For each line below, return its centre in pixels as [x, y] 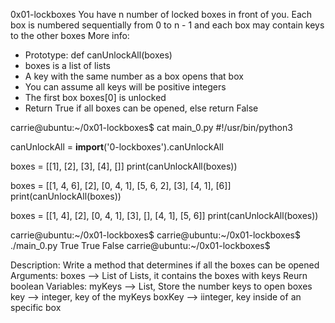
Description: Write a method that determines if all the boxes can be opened [165, 265]
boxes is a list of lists [67, 65]
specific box [36, 307]
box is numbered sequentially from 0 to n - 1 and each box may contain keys [167, 25]
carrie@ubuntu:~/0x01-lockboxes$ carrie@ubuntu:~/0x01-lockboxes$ [155, 235]
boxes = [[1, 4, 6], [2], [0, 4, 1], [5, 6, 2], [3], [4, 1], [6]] [121, 185]
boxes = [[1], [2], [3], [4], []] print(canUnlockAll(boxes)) [124, 166]
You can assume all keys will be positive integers [125, 87]
